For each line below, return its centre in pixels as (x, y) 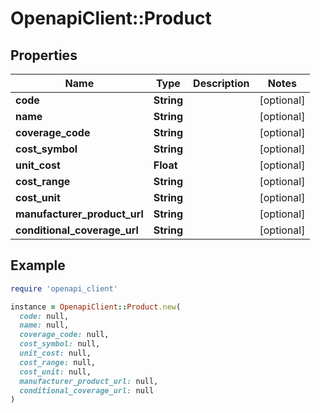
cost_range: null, (58, 362)
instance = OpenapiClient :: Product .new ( (96, 307)
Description (221, 83)
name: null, (44, 325)
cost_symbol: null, (60, 344)
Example (38, 265)
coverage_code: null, (64, 335)
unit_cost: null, (55, 353)
